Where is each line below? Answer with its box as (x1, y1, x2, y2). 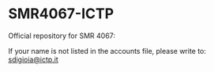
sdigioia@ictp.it (8, 55, 59, 64)
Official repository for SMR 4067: (8, 31, 116, 40)
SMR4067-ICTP (8, 5, 115, 23)
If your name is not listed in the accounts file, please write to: (8, 46, 207, 55)
